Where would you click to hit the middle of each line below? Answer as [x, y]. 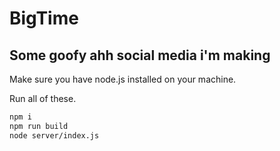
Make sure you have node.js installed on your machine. [123, 79]
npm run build [39, 126]
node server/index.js [54, 135]
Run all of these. [43, 98]
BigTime [44, 18]
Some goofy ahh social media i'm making [140, 55]
